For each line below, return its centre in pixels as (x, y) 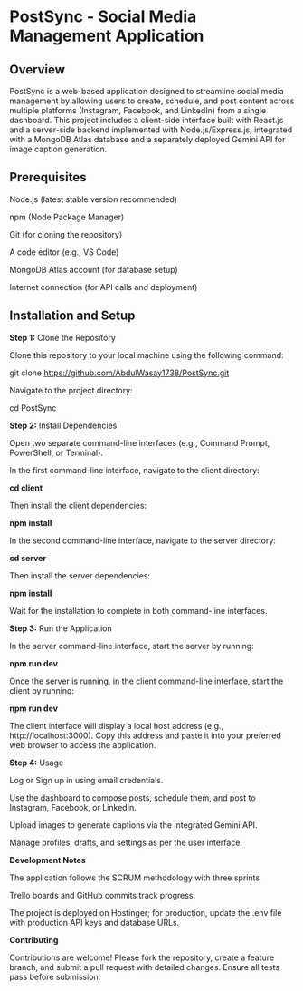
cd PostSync (33, 408)
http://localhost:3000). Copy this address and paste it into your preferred (146, 735)
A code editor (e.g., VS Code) (64, 252)
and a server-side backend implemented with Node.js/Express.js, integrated (151, 130)
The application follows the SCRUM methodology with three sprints (135, 878)
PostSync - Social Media (103, 17)
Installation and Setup (72, 316)
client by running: (42, 690)
